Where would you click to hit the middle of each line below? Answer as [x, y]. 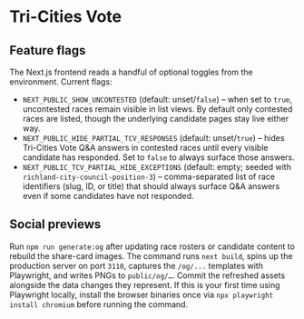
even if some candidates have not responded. [108, 196]
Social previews [55, 224]
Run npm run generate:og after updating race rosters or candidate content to [152, 246]
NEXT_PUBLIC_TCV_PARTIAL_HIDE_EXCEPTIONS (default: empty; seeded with [157, 167]
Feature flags [48, 50]
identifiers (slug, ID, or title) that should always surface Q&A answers [151, 186]
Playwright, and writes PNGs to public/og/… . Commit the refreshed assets [147, 275]
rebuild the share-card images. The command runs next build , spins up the [151, 255]
